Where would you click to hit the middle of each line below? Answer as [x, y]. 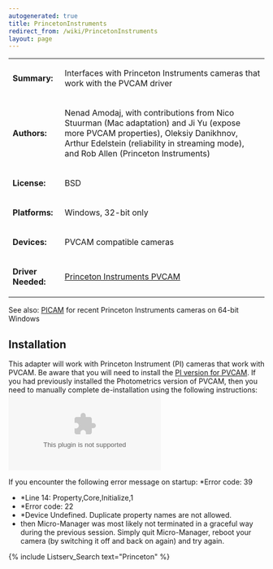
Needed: [29, 282]
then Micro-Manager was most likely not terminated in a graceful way [136, 524]
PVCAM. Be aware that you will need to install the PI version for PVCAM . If [132, 373]
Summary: [33, 78]
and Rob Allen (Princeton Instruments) [137, 154]
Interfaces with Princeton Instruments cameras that [162, 73]
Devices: [30, 243]
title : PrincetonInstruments [58, 24]
